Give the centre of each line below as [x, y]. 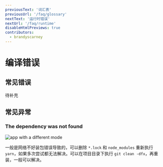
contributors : [20, 32]
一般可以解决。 [29, 160]
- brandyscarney [26, 37]
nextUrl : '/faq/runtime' [31, 23]
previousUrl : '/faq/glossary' [36, 14]
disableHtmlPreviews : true [33, 28]
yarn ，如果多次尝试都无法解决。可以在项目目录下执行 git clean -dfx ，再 [80, 153]
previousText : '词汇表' [28, 10]
